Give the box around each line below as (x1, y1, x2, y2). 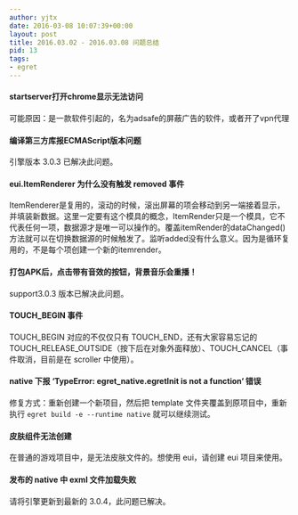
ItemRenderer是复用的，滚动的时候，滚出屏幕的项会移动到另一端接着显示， (9, 200, 286, 210)
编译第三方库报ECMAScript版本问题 (9, 135, 142, 145)
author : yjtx (9, 12, 58, 22)
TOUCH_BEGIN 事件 (9, 310, 84, 321)
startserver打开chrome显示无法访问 (9, 91, 144, 102)
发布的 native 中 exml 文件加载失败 (9, 474, 137, 485)
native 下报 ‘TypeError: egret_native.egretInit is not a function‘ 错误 (9, 376, 262, 387)
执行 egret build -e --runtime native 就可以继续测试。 (9, 409, 215, 420)
